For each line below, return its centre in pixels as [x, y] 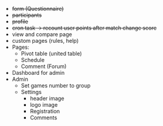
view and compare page [42, 34]
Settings [31, 92]
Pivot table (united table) [51, 53]
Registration [45, 111]
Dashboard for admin [38, 73]
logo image [44, 105]
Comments [43, 118]
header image [47, 98]
